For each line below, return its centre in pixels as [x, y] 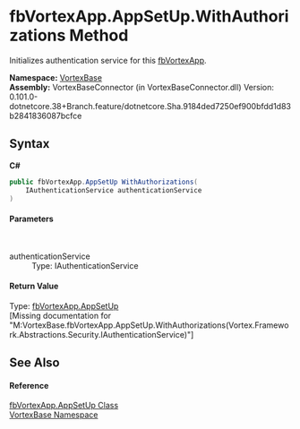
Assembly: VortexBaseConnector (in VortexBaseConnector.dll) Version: [142, 87]
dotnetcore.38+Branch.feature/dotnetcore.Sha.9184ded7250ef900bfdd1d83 [150, 106]
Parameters [31, 219]
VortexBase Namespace [54, 415]
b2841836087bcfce [46, 116]
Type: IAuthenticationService [85, 265]
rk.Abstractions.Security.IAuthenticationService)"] [102, 334]
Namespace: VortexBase [56, 77]
